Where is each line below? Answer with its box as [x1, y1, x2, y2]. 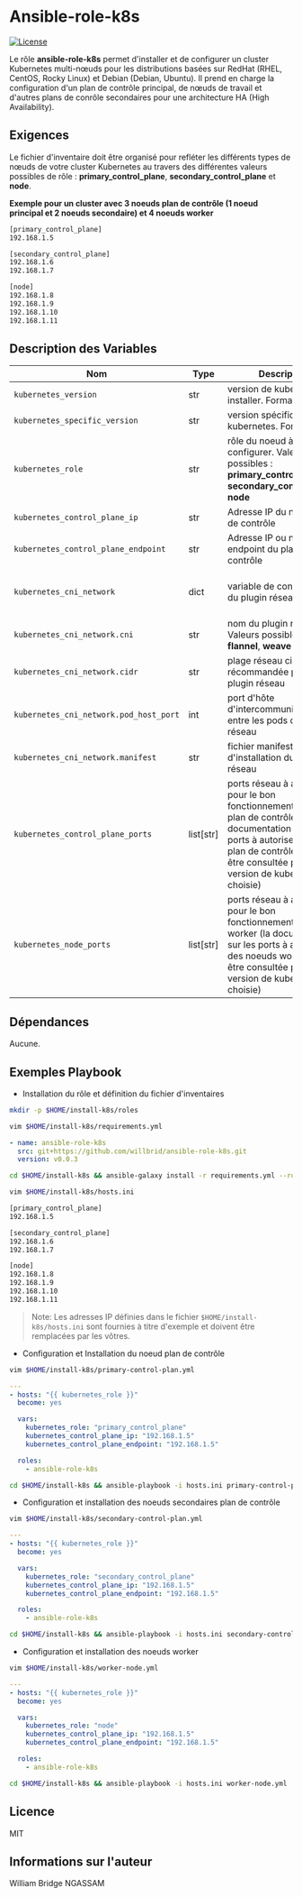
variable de [227, 580, 275, 592]
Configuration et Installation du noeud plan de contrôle [22, 1348, 225, 1359]
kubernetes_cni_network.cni [13, 629, 134, 640]
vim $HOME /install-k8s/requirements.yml [9, 1122, 164, 1131]
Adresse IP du [227, 506, 287, 518]
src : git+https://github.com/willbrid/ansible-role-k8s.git [17, 1147, 247, 1156]
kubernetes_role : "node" [25, 1721, 119, 1730]
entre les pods [227, 714, 289, 727]
